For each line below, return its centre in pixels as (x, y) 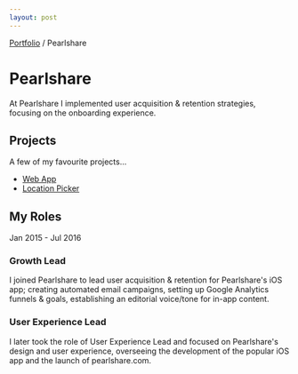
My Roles (36, 216)
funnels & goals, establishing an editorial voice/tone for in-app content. (139, 299)
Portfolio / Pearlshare (48, 43)
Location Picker (51, 188)
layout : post (33, 17)
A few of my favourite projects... (68, 162)
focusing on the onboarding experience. (83, 113)
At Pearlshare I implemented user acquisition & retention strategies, (133, 103)
